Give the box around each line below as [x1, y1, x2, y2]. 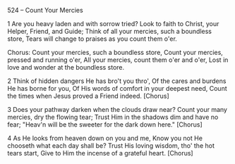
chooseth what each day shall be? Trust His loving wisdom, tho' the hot [7, 141, 215, 150]
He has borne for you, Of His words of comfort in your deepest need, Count [7, 84, 227, 92]
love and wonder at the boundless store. [7, 63, 125, 71]
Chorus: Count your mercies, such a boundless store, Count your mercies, [7, 49, 224, 56]
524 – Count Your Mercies [7, 6, 83, 14]
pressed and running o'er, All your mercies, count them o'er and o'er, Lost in [7, 56, 229, 64]
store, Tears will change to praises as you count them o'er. [7, 34, 178, 43]
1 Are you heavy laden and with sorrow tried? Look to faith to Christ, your [7, 20, 219, 27]
